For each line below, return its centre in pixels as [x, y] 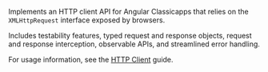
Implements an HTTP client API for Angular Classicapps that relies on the [129, 12]
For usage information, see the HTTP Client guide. [91, 60]
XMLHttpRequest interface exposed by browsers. [87, 20]
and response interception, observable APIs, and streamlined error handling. [134, 44]
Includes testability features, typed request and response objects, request [130, 36]
